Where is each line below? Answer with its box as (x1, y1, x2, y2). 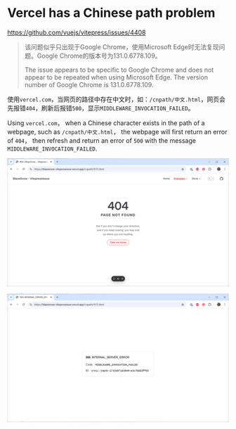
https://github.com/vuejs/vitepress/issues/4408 (7, 28, 146, 37)
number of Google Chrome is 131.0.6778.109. (24, 80, 154, 89)
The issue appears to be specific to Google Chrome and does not (24, 65, 214, 74)
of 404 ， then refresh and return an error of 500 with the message (7, 136, 197, 145)
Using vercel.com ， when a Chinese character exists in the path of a (7, 118, 205, 127)
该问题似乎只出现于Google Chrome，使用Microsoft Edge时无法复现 (24, 42, 219, 51)
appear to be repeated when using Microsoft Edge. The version (24, 72, 209, 82)
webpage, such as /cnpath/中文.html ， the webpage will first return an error (7, 127, 228, 136)
